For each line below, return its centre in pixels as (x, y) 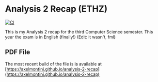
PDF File (18, 52)
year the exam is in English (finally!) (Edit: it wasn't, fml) (60, 37)
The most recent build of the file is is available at (53, 64)
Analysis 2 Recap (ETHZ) (56, 9)
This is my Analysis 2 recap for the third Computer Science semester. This (79, 32)
